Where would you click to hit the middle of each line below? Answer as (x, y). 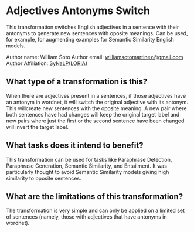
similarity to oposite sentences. (44, 178)
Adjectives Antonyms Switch (78, 11)
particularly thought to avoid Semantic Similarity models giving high (88, 172)
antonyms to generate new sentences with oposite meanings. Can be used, (97, 33)
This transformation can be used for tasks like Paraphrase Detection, (89, 159)
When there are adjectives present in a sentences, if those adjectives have (96, 95)
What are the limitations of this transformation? (95, 197)
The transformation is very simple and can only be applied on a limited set (96, 211)
